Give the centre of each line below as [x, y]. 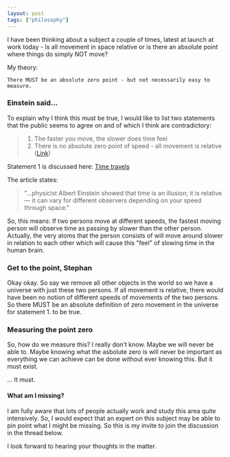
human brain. [26, 250]
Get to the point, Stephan [50, 268]
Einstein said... [33, 103]
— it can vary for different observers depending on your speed [113, 200]
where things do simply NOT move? [58, 54]
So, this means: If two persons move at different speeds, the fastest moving [114, 221]
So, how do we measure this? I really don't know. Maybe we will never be [111, 344]
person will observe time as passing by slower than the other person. [105, 228]
